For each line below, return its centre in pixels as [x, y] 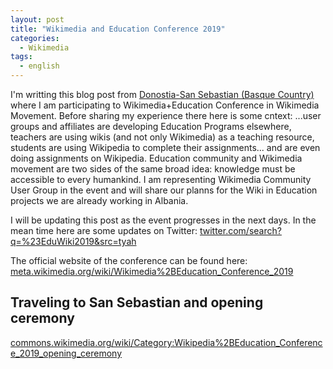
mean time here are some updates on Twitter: [104, 230]
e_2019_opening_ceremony [66, 353]
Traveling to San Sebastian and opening [137, 302]
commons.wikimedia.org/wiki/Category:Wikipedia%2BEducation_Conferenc [166, 342]
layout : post [37, 19]
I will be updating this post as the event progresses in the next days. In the [163, 220]
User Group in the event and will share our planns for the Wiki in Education [164, 190]
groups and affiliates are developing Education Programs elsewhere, [151, 126]
